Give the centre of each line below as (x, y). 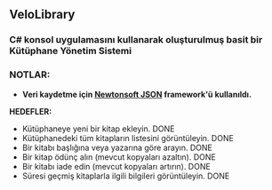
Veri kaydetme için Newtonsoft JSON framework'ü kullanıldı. (136, 94)
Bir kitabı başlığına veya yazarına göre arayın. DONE (117, 147)
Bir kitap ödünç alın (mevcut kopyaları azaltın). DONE (119, 157)
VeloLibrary (42, 15)
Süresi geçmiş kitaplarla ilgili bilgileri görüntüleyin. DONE (126, 176)
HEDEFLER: (31, 111)
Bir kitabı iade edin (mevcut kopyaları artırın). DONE (116, 166)
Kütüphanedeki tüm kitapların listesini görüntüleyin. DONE (128, 138)
